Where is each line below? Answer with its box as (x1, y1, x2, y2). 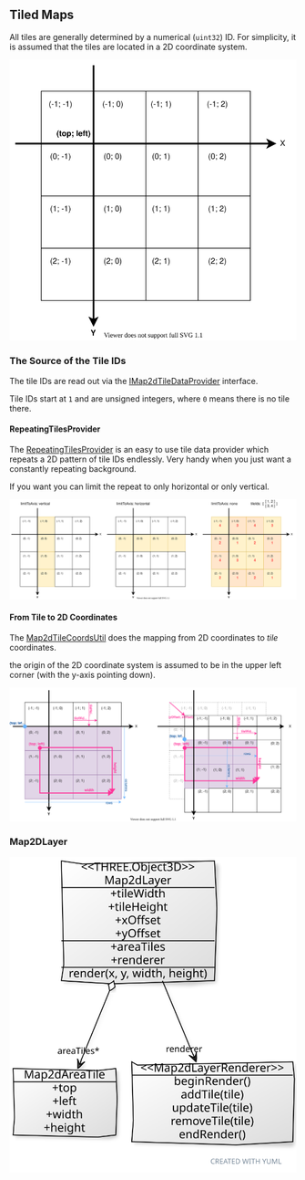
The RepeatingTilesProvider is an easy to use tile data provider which (9, 444, 269, 454)
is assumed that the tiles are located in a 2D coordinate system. (9, 41, 248, 52)
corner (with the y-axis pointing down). (9, 669, 157, 680)
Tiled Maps (9, 7, 75, 23)
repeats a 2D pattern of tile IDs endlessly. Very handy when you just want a (9, 454, 291, 465)
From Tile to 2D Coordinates (9, 611, 118, 623)
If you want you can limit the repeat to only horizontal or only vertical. (9, 481, 270, 492)
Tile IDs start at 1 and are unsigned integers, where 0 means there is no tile (9, 392, 290, 404)
